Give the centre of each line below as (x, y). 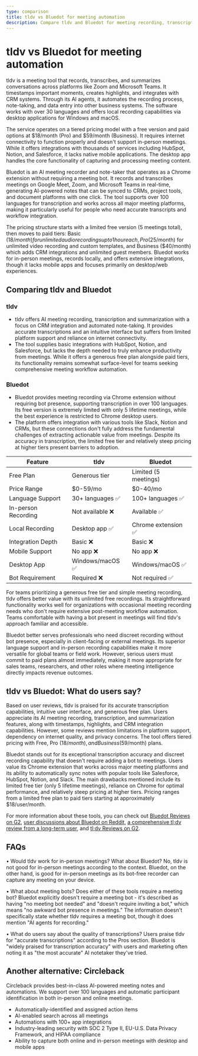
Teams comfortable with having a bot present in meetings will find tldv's (93, 618)
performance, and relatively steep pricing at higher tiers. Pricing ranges (93, 792)
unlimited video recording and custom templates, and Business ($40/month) (99, 246)
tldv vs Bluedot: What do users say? (74, 691)
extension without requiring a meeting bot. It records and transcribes (90, 178)
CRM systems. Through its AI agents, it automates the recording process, (95, 99)
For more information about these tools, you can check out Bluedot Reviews (98, 816)
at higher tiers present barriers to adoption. (67, 448)
